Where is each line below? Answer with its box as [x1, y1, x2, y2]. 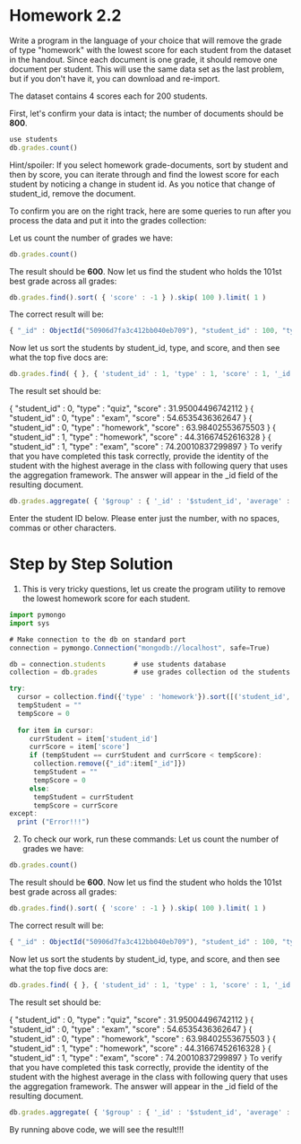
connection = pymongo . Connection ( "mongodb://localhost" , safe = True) [9, 643, 271, 652]
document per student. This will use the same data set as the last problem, [9, 64, 285, 74]
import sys [9, 618, 50, 628]
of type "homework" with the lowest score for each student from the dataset [9, 44, 292, 55]
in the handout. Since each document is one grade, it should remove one [9, 54, 278, 65]
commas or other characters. [9, 522, 116, 534]
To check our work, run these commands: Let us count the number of [21, 834, 279, 844]
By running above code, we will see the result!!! [9, 1123, 185, 1135]
